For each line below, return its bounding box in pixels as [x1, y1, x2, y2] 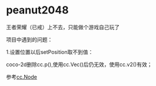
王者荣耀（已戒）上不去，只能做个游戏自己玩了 [6, 23, 120, 30]
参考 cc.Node [6, 73, 37, 80]
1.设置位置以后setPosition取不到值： [6, 48, 94, 56]
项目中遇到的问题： [6, 36, 53, 43]
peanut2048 [6, 4, 69, 17]
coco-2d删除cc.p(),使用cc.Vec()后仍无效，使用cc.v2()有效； [6, 61, 152, 68]
